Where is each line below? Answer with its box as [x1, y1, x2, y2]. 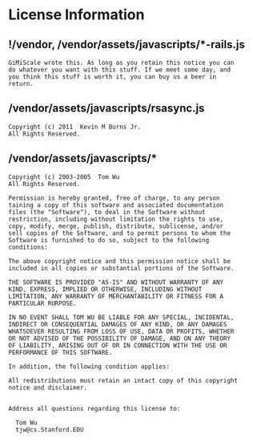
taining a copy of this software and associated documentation [8, 201, 224, 209]
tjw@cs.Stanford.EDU [15, 425, 84, 434]
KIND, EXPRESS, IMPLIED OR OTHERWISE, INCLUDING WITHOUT [8, 285, 203, 294]
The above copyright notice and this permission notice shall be [8, 257, 231, 266]
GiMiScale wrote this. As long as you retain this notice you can [8, 59, 235, 67]
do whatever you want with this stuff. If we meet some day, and [8, 66, 231, 74]
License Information [8, 6, 145, 24]
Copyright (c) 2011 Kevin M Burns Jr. [8, 123, 142, 131]
